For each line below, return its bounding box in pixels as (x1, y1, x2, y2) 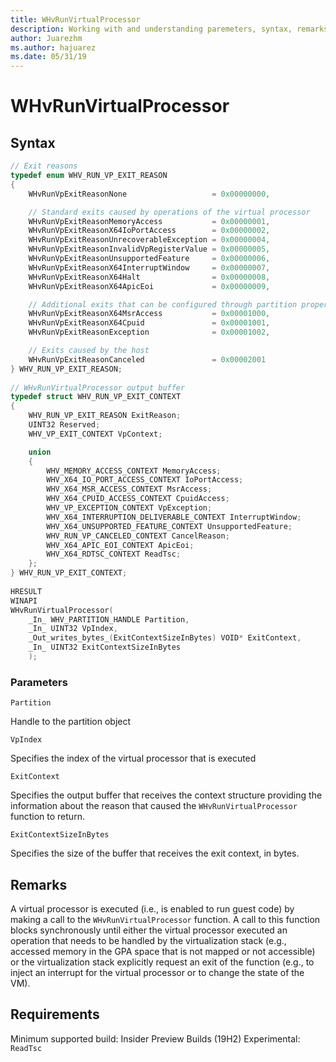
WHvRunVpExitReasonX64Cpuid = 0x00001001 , (28, 318, 271, 328)
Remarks (10, 876, 68, 893)
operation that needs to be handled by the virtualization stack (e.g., (10, 934, 287, 946)
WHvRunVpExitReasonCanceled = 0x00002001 (28, 354, 267, 365)
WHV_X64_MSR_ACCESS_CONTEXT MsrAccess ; (46, 484, 213, 495)
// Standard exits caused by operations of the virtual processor (28, 207, 311, 217)
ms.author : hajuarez (10, 42, 97, 53)
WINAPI (10, 596, 38, 606)
